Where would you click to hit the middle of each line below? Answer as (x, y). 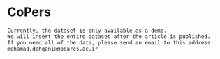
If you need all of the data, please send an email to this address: (111, 42)
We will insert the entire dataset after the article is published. (109, 36)
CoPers (29, 12)
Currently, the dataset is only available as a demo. (87, 31)
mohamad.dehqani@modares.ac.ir (53, 49)
